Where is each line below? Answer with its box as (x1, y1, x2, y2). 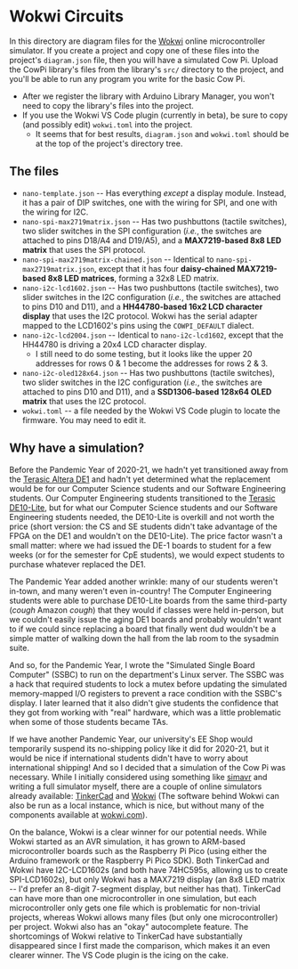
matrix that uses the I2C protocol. (21, 395, 147, 406)
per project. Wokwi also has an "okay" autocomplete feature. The (9, 921, 249, 932)
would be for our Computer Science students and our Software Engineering (9, 483, 286, 493)
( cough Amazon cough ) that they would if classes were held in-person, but (9, 604, 285, 615)
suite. (9, 642, 29, 653)
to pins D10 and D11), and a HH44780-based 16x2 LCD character (21, 301, 263, 312)
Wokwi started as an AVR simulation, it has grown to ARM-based (9, 835, 246, 847)
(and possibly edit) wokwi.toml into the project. (21, 118, 193, 130)
